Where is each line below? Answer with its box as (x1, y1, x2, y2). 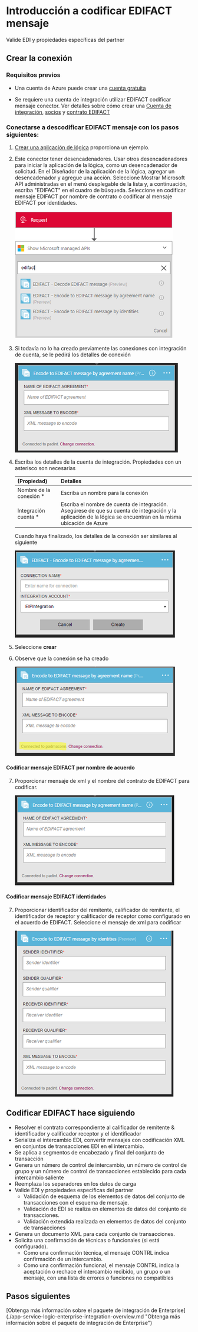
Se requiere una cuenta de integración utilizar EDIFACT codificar (14, 96, 171, 103)
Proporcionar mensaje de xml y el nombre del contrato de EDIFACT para (14, 777, 190, 784)
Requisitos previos (6, 71, 61, 79)
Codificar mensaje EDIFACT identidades (6, 893, 106, 900)
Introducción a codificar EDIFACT (6, 4, 173, 18)
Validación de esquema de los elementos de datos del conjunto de (23, 1193, 185, 1200)
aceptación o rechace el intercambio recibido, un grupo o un (23, 1268, 171, 1275)
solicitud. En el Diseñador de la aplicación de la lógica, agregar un (14, 168, 175, 175)
